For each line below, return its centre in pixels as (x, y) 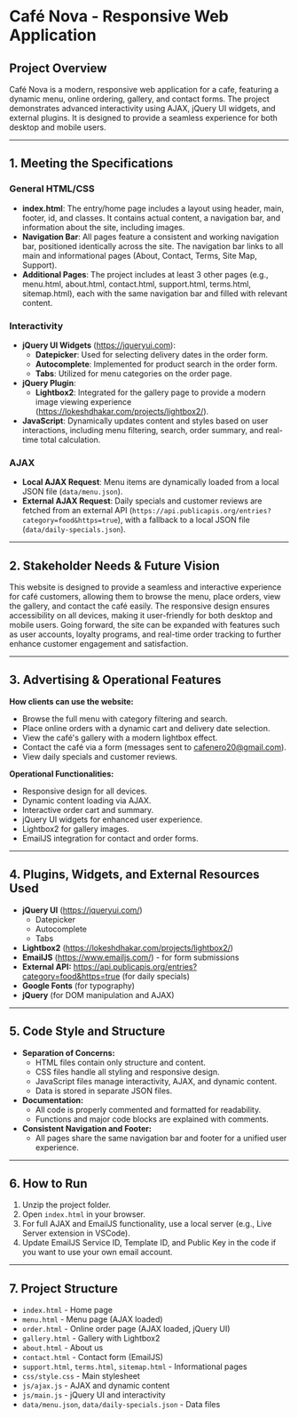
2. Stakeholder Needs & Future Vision (114, 565)
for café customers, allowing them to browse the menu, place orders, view (145, 597)
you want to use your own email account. (97, 1253)
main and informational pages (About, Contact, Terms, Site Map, (139, 255)
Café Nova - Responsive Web (119, 16)
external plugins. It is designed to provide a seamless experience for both (143, 118)
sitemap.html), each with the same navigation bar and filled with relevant (155, 293)
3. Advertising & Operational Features (115, 680)
